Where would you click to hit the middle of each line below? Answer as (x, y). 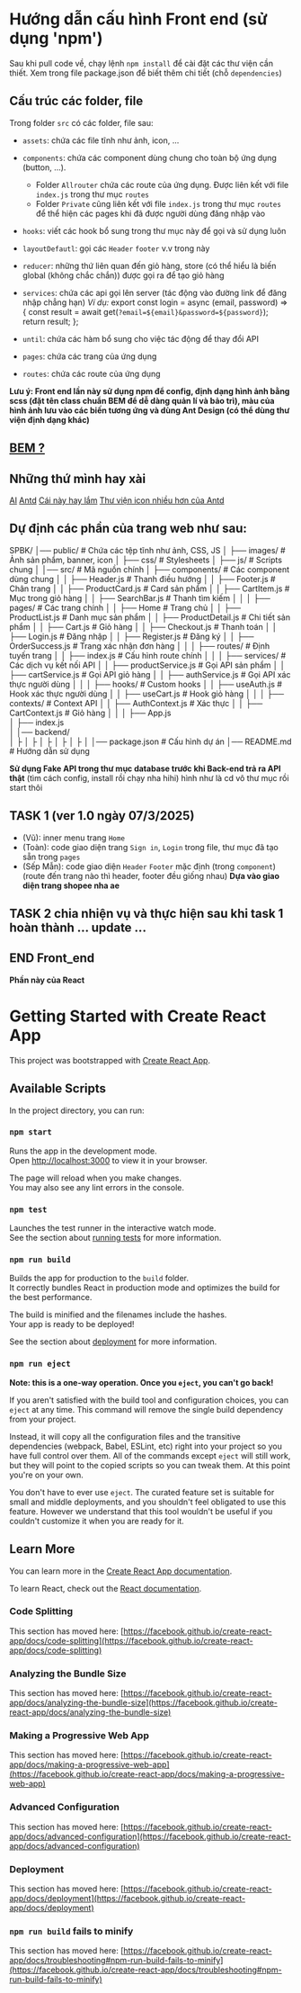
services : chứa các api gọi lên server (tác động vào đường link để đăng (155, 292)
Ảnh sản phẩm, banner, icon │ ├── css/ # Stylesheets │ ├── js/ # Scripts (146, 560)
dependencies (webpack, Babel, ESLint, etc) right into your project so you (146, 1446)
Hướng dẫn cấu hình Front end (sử (138, 19)
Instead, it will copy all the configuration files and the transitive (125, 1436)
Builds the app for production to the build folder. (99, 1279)
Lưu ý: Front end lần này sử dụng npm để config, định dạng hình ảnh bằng (150, 391)
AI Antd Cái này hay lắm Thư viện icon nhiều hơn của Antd (117, 500)
